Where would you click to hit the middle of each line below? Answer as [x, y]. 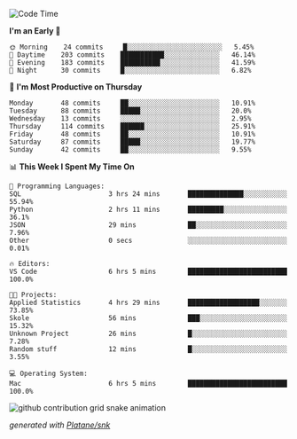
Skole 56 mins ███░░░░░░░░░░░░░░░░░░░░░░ [148, 318]
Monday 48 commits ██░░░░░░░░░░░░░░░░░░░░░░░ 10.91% [132, 103]
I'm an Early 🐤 [35, 31]
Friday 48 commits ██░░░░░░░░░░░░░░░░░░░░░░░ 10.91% [132, 134]
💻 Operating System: [49, 373]
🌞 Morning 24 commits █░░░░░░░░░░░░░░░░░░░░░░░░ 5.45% [132, 47]
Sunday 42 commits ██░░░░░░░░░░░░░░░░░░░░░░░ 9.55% [130, 150]
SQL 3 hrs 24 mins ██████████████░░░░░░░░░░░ [148, 194]
